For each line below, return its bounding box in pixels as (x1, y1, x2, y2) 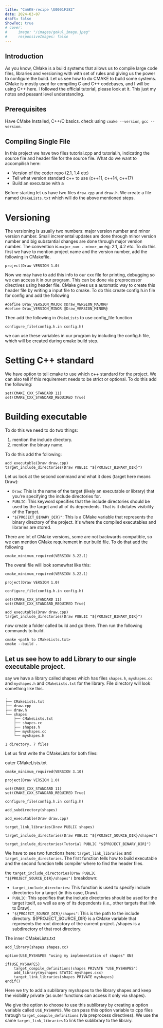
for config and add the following (5, 293, 70, 298)
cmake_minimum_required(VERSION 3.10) (5, 769, 84, 774)
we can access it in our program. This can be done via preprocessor (5, 277, 142, 283)
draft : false (5, 16, 32, 21)
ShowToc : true (5, 20, 34, 26)
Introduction (5, 52, 44, 61)
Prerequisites (5, 105, 47, 113)
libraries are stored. (12, 524, 52, 531)
